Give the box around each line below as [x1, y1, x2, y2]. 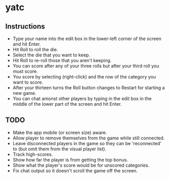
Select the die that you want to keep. [12, 52, 91, 58]
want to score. [12, 79, 44, 85]
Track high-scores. [12, 151, 53, 157]
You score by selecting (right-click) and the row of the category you [12, 74, 156, 79]
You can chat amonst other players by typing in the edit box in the [12, 95, 152, 102]
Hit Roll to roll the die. [12, 47, 58, 52]
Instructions [5, 22, 45, 31]
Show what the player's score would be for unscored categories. [12, 162, 150, 168]
